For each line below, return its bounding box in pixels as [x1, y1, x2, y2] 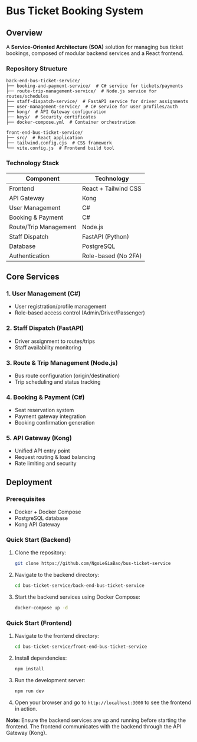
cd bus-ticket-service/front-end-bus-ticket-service [14, 644, 147, 650]
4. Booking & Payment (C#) [6, 393, 85, 401]
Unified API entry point [14, 447, 70, 454]
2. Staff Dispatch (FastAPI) [6, 324, 84, 332]
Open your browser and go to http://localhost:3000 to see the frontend [14, 699, 192, 706]
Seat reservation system [14, 407, 74, 414]
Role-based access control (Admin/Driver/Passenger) [14, 309, 146, 316]
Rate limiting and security [14, 460, 77, 467]
